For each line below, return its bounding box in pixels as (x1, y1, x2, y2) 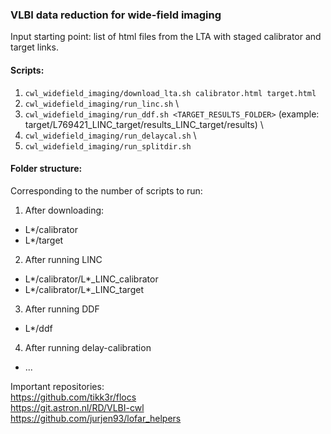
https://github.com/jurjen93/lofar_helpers (10, 412, 182, 424)
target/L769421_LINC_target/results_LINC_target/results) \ (24, 118, 264, 130)
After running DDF (24, 303, 100, 315)
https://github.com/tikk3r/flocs (10, 391, 137, 403)
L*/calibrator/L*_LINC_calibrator (24, 273, 159, 285)
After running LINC (24, 253, 103, 265)
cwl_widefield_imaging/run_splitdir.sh (24, 141, 192, 152)
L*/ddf (24, 322, 53, 334)
